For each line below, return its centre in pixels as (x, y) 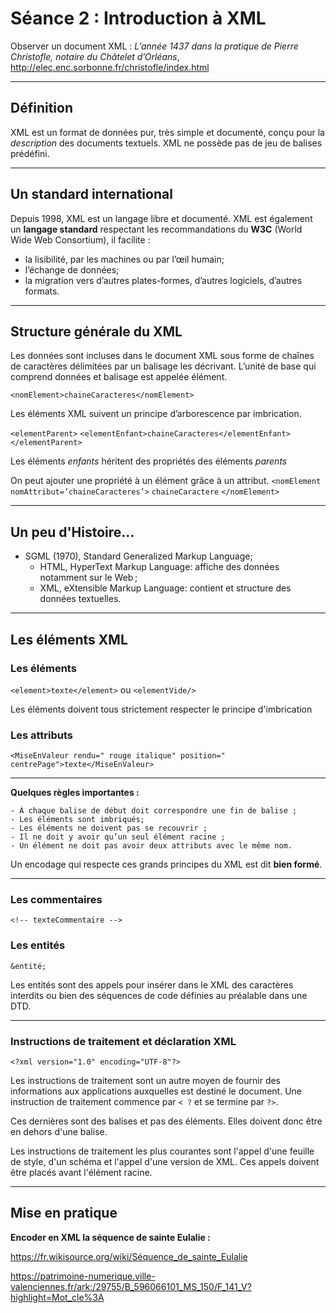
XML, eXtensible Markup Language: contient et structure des (165, 588)
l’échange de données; (72, 269)
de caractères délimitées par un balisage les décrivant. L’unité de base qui (163, 366)
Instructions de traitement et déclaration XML (123, 1041)
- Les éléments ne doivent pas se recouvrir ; (109, 828)
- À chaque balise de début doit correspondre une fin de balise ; (154, 811)
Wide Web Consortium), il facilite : (80, 239)
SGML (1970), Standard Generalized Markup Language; (138, 556)
